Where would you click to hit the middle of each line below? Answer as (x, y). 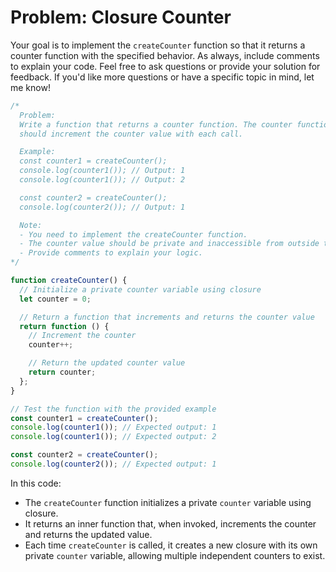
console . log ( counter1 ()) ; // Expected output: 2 (113, 437)
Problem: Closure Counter (121, 17)
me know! (30, 87)
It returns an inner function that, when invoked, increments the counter (170, 523)
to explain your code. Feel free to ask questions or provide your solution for (165, 66)
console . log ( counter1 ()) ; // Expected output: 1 (113, 427)
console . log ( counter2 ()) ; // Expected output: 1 (113, 464)
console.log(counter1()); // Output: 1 (102, 171)
